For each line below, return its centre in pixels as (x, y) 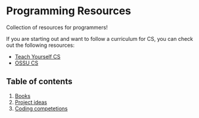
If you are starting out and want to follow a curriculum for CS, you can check (100, 39)
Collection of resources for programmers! (57, 27)
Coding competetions (41, 109)
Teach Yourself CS (37, 56)
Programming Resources (69, 11)
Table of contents (39, 82)
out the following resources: (40, 45)
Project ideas (31, 102)
